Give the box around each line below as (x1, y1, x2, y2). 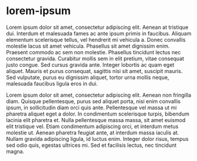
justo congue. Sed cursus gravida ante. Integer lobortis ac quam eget (6, 61, 175, 68)
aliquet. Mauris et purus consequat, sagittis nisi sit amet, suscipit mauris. (6, 67, 183, 74)
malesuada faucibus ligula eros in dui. (6, 80, 98, 87)
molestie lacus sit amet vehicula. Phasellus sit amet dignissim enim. (6, 42, 170, 50)
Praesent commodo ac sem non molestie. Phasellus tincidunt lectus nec (6, 48, 181, 55)
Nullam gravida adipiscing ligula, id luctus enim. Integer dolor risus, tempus (6, 135, 189, 142)
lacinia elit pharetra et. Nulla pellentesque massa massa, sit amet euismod (6, 116, 186, 123)
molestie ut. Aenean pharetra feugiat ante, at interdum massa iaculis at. (6, 129, 179, 136)
